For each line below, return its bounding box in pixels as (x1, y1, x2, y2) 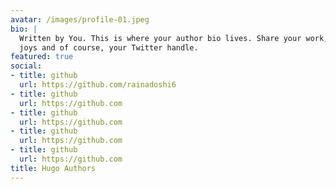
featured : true (10, 52, 74, 62)
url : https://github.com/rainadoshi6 (19, 80, 177, 90)
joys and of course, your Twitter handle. (19, 42, 199, 53)
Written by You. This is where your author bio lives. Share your (19, 33, 302, 43)
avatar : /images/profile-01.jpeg (10, 14, 150, 25)
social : (10, 61, 43, 71)
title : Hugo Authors (10, 163, 97, 173)
